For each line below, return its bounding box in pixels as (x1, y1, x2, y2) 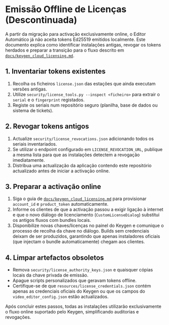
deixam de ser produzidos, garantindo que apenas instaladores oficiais (12, 234, 160, 240)
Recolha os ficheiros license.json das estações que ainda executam (12, 80, 156, 86)
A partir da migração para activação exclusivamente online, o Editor (5, 31, 146, 37)
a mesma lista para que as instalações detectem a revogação (12, 152, 140, 158)
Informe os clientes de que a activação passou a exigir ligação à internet (12, 206, 163, 213)
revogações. (5, 314, 31, 320)
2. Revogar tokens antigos (5, 122, 89, 131)
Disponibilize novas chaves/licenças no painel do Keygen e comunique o (12, 222, 164, 228)
